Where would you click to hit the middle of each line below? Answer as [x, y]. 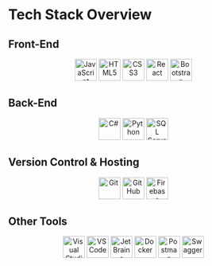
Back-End [33, 103]
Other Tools [38, 222]
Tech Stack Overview [80, 15]
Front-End [34, 44]
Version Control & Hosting [74, 162]
